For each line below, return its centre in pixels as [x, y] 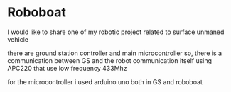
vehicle [18, 39]
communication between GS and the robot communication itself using [109, 60]
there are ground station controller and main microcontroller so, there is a [115, 53]
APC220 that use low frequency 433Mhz [67, 68]
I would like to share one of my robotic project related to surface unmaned [116, 32]
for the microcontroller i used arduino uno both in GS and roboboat [105, 81]
